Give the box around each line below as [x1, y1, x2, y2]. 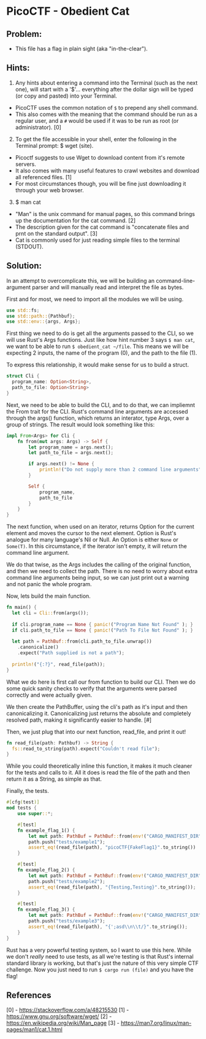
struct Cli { [6, 373, 40, 379]
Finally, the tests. [6, 787, 49, 795]
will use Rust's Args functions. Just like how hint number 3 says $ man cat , [6, 336, 195, 344]
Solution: [6, 261, 42, 271]
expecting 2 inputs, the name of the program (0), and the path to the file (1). [6, 349, 197, 357]
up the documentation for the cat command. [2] [15, 217, 136, 224]
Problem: [6, 29, 42, 39]
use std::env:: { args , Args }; [6, 319, 81, 325]
